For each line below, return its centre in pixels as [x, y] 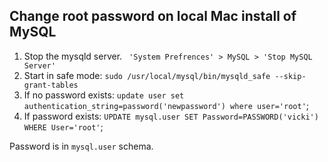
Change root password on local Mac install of [153, 16]
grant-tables [51, 85]
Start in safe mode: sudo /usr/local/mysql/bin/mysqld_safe [147, 75]
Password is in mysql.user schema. [81, 146]
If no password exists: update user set [104, 95]
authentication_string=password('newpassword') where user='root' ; [166, 105]
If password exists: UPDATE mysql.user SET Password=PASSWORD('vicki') [171, 116]
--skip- [290, 76]
